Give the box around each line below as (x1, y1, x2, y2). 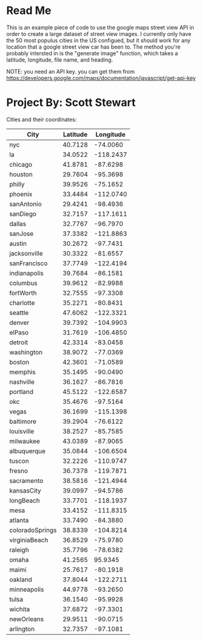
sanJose (9, 229, 34, 238)
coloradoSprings (9, 525, 57, 534)
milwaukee (9, 437, 41, 445)
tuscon (9, 457, 29, 465)
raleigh (9, 546, 29, 554)
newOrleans (9, 615, 44, 623)
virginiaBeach (9, 536, 49, 544)
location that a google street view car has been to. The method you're (6, 43, 181, 50)
